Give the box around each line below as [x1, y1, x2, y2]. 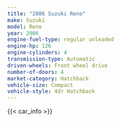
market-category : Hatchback [7, 75, 90, 82]
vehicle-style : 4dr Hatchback [7, 88, 96, 95]
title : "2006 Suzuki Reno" [7, 10, 86, 17]
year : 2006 [7, 29, 39, 37]
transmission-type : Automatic [7, 56, 96, 63]
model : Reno [7, 23, 42, 30]
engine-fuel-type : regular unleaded [7, 36, 114, 43]
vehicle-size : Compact [7, 82, 73, 89]
